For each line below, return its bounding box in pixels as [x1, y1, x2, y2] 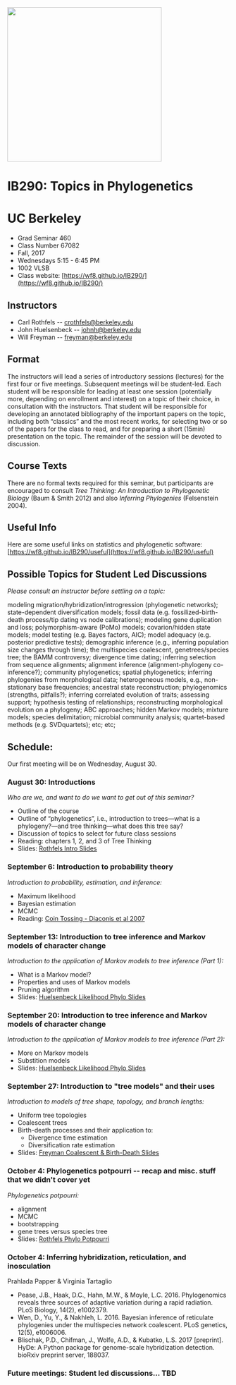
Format [7, 353, 40, 365]
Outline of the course [17, 807, 80, 815]
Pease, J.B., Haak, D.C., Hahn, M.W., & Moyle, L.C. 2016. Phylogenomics [17, 1291, 227, 1300]
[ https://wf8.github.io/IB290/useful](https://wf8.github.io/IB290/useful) [7, 548, 214, 556]
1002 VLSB [17, 264, 50, 272]
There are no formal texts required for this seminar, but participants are [7, 479, 213, 487]
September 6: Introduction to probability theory [7, 862, 174, 872]
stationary [7, 683, 37, 692]
